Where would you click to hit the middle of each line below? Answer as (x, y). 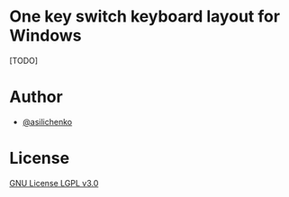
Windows (45, 36)
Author (36, 97)
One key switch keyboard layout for (145, 17)
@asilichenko (47, 121)
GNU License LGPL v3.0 (54, 183)
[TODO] (24, 60)
